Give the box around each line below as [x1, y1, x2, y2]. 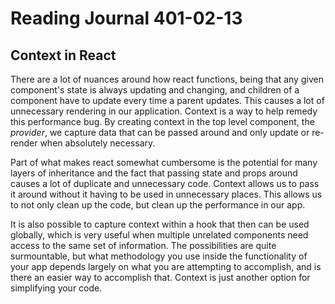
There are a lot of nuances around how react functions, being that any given [10, 73, 324, 85]
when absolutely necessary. [39, 137, 156, 149]
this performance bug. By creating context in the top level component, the [10, 116, 315, 127]
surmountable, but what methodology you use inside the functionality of [10, 250, 308, 262]
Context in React [10, 47, 117, 64]
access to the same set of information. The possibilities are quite [10, 240, 277, 251]
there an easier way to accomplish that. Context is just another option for [10, 272, 311, 283]
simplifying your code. [10, 282, 103, 294]
